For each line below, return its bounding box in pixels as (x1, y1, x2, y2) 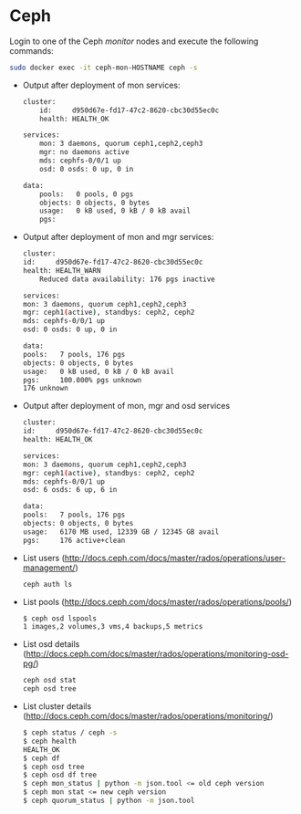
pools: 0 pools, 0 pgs (39, 189, 134, 199)
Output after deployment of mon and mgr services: (22, 232, 214, 243)
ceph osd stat (22, 676, 77, 685)
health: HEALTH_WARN (22, 266, 101, 275)
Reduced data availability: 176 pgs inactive (39, 275, 216, 284)
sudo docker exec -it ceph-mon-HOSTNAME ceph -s (9, 63, 198, 72)
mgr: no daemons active (39, 148, 130, 157)
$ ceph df (22, 754, 61, 763)
